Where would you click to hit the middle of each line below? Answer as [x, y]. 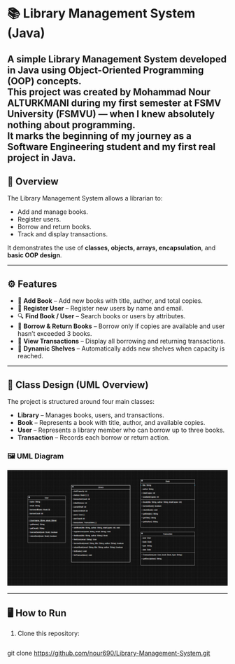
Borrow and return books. [55, 227]
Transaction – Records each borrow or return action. [93, 438]
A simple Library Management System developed [117, 59]
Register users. [39, 219]
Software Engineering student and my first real [112, 147]
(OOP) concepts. [44, 81]
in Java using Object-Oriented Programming [106, 70]
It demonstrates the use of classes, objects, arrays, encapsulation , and [112, 248]
